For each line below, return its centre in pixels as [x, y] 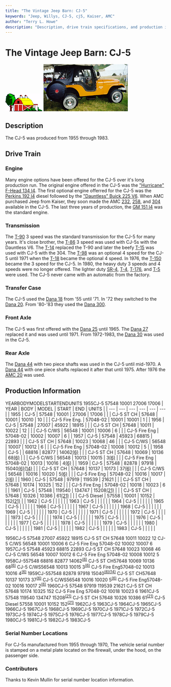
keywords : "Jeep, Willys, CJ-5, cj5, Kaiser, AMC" [60, 16]
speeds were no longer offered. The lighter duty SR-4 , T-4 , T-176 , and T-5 [83, 269]
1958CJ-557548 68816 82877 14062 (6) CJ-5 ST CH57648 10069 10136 [80, 560]
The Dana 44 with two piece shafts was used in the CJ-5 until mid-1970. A [83, 364]
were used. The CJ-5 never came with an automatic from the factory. [78, 274]
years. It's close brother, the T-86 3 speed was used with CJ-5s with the [81, 242]
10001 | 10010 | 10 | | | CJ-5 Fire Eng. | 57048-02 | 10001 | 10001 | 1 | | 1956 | [85, 420]
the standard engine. [27, 212]
